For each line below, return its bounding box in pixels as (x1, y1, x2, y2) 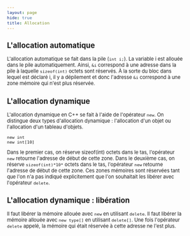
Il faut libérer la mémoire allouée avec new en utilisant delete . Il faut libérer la (6, 210, 182, 218)
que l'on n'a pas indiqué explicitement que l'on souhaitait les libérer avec (6, 173, 175, 180)
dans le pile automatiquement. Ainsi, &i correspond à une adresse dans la (6, 61, 177, 69)
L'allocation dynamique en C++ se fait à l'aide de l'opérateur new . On (6, 111, 164, 118)
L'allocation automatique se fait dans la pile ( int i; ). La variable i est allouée (6, 56, 183, 63)
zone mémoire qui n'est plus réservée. (6, 80, 95, 87)
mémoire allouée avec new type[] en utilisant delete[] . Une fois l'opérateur (6, 216, 180, 223)
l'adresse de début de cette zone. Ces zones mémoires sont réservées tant (6, 167, 180, 174)
